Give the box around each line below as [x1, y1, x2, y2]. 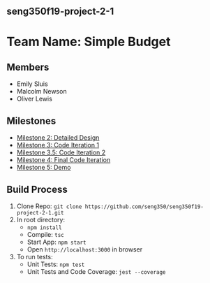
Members [6, 61, 50, 73]
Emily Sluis [16, 80, 48, 88]
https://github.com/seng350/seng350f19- [84, 203, 204, 210]
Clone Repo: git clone [16, 202, 82, 210]
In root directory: [16, 216, 66, 224]
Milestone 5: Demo [16, 164, 71, 172]
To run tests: [16, 253, 53, 261]
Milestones [6, 115, 57, 126]
